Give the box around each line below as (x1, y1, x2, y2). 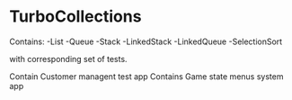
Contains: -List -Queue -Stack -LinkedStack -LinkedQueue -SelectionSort (9, 36, 283, 47)
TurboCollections (9, 6, 142, 27)
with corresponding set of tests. (9, 53, 128, 64)
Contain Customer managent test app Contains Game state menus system (9, 70, 284, 82)
